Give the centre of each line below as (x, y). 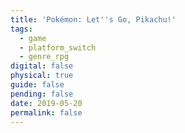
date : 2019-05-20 (46, 103)
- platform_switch (58, 47)
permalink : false (46, 112)
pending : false (42, 94)
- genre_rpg (44, 57)
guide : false (37, 85)
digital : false (42, 66)
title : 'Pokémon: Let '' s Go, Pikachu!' (93, 19)
